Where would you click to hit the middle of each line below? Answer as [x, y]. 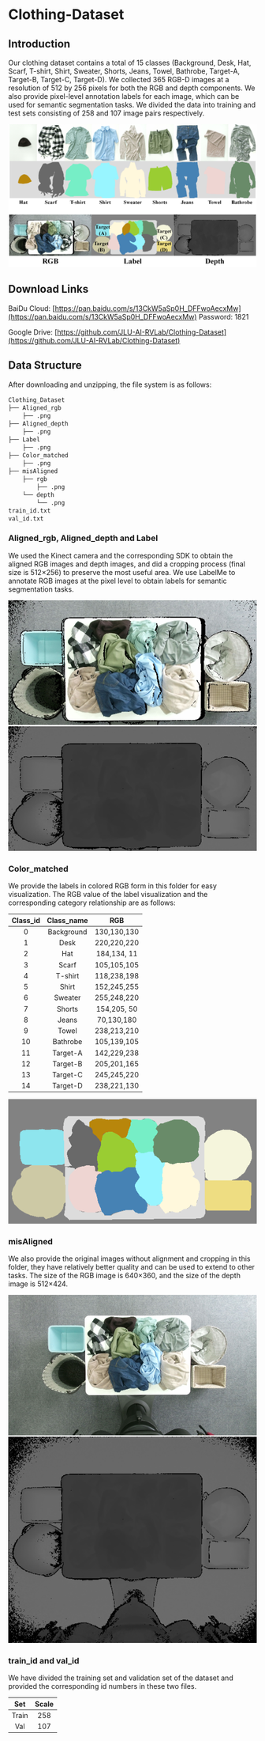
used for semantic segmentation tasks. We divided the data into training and [132, 105]
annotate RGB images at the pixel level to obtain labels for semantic [118, 581]
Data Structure [45, 365]
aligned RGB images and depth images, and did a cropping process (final [127, 564]
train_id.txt [30, 511]
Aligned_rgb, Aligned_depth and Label [83, 538]
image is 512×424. [38, 1284]
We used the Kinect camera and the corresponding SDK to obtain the [121, 555]
